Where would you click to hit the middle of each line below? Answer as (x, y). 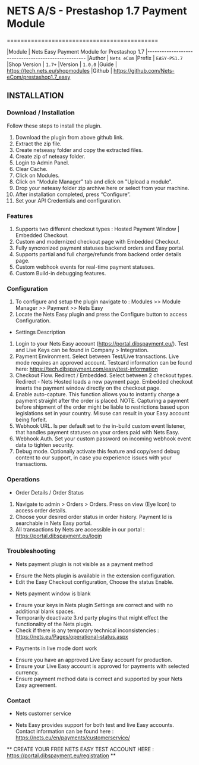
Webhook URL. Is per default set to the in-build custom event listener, (100, 426)
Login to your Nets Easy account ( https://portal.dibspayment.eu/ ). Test (102, 344)
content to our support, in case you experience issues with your (93, 458)
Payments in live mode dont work (56, 648)
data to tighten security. (44, 445)
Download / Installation (41, 113)
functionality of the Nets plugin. (54, 624)
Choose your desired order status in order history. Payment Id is (94, 517)
